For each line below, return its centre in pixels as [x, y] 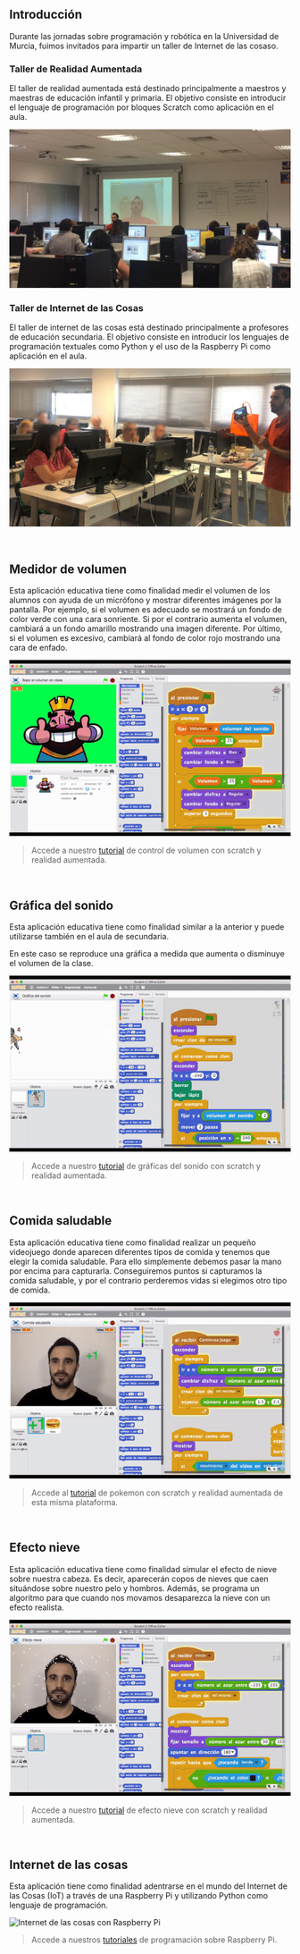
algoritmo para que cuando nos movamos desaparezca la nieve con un [140, 1597]
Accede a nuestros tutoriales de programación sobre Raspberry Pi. [154, 1940]
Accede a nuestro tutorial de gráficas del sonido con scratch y [146, 1167]
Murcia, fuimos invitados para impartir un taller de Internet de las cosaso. [144, 46]
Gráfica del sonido [62, 905]
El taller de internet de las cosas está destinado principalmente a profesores [149, 327]
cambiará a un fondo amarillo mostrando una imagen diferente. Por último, [146, 628]
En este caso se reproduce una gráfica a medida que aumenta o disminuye [147, 954]
